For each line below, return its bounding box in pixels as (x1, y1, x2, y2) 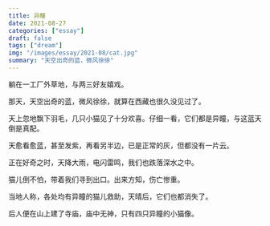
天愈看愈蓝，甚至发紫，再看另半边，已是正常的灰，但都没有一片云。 (8, 140, 234, 150)
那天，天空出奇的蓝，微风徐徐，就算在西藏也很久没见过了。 (8, 96, 206, 106)
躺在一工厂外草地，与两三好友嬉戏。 (8, 79, 129, 89)
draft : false (8, 34, 52, 42)
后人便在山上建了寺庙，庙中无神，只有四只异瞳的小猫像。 (8, 208, 198, 218)
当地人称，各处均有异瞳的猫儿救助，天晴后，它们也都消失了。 (8, 192, 213, 201)
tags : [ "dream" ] (8, 42, 63, 50)
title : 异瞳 (8, 11, 46, 20)
